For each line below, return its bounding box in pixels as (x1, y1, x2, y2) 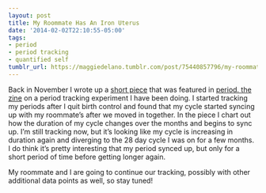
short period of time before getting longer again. (8, 152, 166, 161)
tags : (8, 33, 26, 42)
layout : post (8, 11, 51, 20)
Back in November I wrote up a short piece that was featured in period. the (8, 85, 252, 94)
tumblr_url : (8, 63, 47, 71)
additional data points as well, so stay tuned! (8, 176, 153, 185)
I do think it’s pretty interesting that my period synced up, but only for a (8, 143, 240, 153)
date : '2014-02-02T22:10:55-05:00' (8, 26, 126, 34)
